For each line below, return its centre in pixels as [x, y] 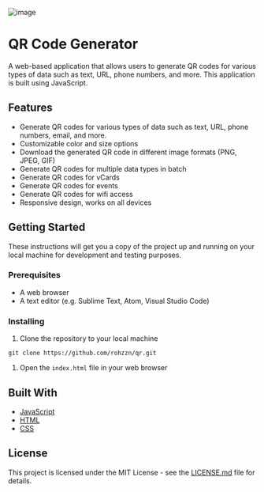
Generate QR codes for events [69, 185]
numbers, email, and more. [63, 135]
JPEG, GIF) [37, 160]
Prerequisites [34, 275]
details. [20, 481]
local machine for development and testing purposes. [95, 255]
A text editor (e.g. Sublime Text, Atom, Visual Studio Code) [115, 301]
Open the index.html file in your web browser [93, 368]
